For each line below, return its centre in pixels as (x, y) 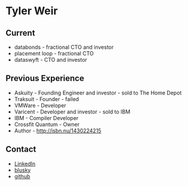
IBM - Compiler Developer (46, 118)
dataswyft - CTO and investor (51, 60)
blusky (22, 170)
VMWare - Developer (40, 105)
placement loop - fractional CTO (54, 53)
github (22, 176)
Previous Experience (45, 78)
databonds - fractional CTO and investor (64, 47)
